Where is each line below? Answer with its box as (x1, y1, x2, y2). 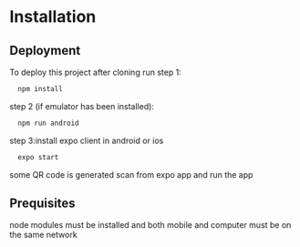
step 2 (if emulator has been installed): (9, 100, 155, 111)
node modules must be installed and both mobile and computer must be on (9, 220, 292, 231)
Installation (9, 6, 97, 27)
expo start (17, 152, 59, 161)
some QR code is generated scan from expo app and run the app (9, 169, 253, 180)
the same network (9, 230, 78, 241)
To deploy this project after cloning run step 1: (9, 67, 182, 77)
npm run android (17, 118, 79, 128)
